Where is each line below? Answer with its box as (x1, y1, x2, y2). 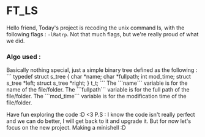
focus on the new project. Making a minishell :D (6, 124, 127, 131)
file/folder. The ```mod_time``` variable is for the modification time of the (6, 93, 187, 100)
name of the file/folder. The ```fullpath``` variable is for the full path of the (6, 86, 190, 93)
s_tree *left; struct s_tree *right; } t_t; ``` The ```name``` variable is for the (6, 79, 188, 87)
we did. (6, 37, 25, 44)
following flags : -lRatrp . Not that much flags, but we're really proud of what (6, 30, 199, 37)
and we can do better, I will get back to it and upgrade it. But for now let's (6, 117, 192, 125)
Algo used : (6, 52, 41, 61)
